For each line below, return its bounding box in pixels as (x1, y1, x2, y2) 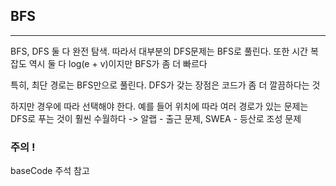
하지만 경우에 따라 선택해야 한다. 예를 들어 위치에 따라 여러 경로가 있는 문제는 (10, 100, 309, 112)
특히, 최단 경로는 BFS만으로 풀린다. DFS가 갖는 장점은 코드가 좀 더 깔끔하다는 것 (10, 79, 321, 91)
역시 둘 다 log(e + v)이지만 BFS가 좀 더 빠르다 (28, 57, 208, 69)
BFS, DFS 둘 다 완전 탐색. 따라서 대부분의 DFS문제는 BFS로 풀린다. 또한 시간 (10, 45, 308, 57)
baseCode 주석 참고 (10, 165, 90, 177)
